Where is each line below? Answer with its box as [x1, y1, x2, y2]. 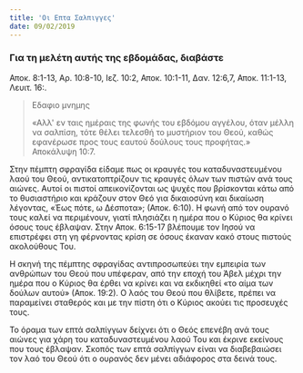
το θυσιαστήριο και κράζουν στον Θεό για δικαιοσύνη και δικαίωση [9, 192, 264, 203]
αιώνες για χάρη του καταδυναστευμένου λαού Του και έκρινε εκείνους [9, 333, 284, 345]
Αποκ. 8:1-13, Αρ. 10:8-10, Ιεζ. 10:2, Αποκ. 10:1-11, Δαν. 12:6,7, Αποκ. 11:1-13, [9, 72, 288, 83]
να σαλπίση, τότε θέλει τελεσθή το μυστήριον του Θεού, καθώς [31, 126, 274, 137]
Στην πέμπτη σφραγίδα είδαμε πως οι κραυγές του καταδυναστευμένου [9, 163, 282, 174]
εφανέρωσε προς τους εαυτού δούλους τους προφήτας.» [31, 136, 251, 147]
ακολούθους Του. [9, 240, 76, 251]
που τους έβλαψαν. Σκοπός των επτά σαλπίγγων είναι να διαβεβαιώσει [9, 343, 282, 354]
